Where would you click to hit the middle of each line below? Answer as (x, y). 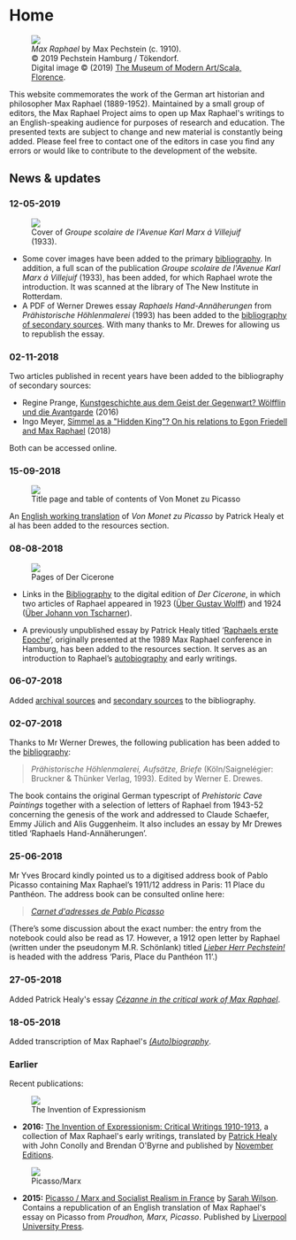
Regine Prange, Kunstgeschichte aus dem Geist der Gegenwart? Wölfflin (154, 402)
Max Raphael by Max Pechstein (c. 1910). (106, 49)
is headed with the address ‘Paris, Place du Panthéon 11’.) (114, 957)
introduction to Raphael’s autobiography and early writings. (129, 658)
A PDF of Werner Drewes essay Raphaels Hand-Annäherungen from (147, 306)
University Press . (53, 1227)
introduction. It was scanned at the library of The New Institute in (140, 287)
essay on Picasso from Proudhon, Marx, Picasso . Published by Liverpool (154, 1217)
